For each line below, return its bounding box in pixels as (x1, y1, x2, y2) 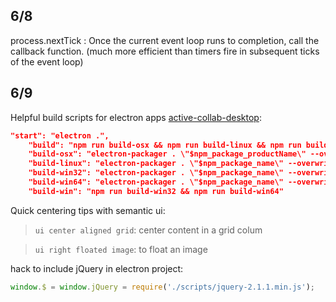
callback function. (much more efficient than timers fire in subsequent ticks (10, 45, 320, 57)
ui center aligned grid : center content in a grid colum (34, 224, 263, 236)
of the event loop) (10, 55, 84, 68)
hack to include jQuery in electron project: (10, 262, 184, 274)
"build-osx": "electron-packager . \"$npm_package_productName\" (28, 149, 307, 159)
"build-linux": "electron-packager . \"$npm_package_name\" (28, 159, 284, 169)
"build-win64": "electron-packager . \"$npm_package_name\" (28, 177, 284, 187)
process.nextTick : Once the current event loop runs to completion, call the (10, 34, 320, 46)
